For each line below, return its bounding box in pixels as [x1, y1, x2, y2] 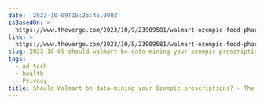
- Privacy [15, 77, 47, 84]
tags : [8, 56, 26, 63]
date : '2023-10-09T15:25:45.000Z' [8, 11, 122, 20]
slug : [8, 48, 26, 56]
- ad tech [15, 63, 47, 70]
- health [15, 70, 44, 77]
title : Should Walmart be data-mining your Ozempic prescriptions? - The [8, 84, 255, 92]
